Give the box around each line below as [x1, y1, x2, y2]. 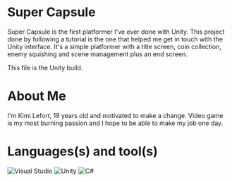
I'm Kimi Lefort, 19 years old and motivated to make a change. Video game [7, 111, 224, 119]
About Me [7, 89, 66, 104]
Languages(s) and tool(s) [7, 143, 159, 160]
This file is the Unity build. [7, 63, 83, 72]
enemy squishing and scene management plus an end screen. [7, 50, 188, 58]
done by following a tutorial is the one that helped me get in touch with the [7, 34, 224, 43]
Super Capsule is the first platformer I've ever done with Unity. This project [7, 27, 225, 36]
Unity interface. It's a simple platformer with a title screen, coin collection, [7, 42, 222, 51]
